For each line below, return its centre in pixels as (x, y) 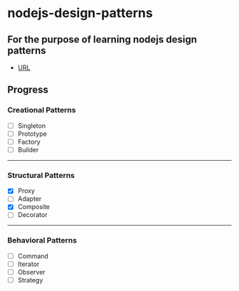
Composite (34, 207)
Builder (28, 149)
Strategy (30, 280)
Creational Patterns (42, 110)
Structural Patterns (41, 175)
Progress (28, 90)
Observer (32, 272)
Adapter (30, 199)
